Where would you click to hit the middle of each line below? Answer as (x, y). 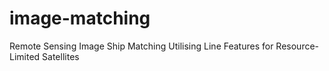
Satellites (61, 56)
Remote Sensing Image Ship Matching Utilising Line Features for (141, 46)
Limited (25, 56)
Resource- (297, 46)
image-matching (80, 18)
